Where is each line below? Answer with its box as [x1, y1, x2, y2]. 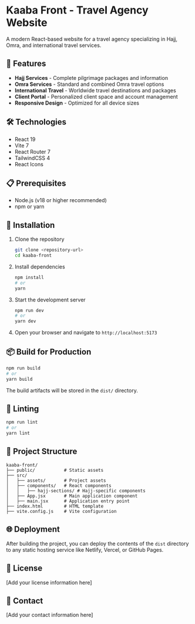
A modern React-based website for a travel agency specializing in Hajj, [6, 35, 178, 42]
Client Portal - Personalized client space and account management [14, 93, 178, 100]
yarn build [6, 376, 33, 382]
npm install [14, 274, 44, 280]
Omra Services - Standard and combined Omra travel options [14, 80, 164, 88]
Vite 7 [14, 142, 29, 149]
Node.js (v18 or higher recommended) [14, 197, 107, 204]
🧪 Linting [6, 404, 39, 414]
